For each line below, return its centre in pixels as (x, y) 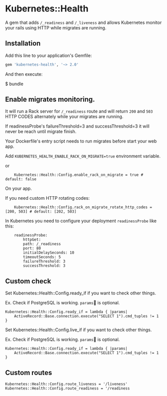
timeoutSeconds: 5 (42, 257)
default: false (21, 179)
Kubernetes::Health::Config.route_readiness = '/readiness (68, 389)
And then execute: (24, 74)
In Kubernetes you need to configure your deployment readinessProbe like (81, 221)
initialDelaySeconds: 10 (49, 253)
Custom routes (29, 372)
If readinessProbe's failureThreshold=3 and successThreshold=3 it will (78, 126)
